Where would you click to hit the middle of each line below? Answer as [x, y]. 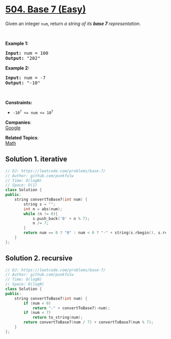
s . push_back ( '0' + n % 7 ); [61, 218]
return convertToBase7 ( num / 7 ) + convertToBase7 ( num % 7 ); [89, 322]
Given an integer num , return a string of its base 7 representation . [73, 24]
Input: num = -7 [25, 77]
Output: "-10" [23, 83]
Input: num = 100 [27, 53]
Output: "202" [23, 58]
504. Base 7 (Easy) [46, 9]
